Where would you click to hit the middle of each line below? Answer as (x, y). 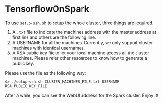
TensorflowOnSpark (47, 9)
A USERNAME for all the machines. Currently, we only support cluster (82, 42)
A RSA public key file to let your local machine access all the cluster (81, 53)
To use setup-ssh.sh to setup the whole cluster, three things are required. (79, 23)
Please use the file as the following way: (46, 73)
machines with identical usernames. (48, 48)
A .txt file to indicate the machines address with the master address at (84, 32)
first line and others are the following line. (54, 37)
